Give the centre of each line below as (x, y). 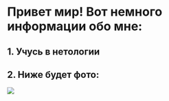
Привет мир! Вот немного (85, 12)
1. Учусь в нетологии (54, 52)
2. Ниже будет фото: (53, 75)
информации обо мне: (75, 26)
